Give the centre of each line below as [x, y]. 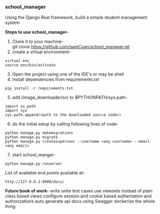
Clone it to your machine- [38, 42]
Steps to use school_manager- [37, 32]
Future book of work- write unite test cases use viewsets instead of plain [79, 191]
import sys [16, 111]
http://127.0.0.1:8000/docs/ [35, 182]
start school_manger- [34, 155]
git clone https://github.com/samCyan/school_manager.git [71, 47]
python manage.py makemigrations [39, 133]
